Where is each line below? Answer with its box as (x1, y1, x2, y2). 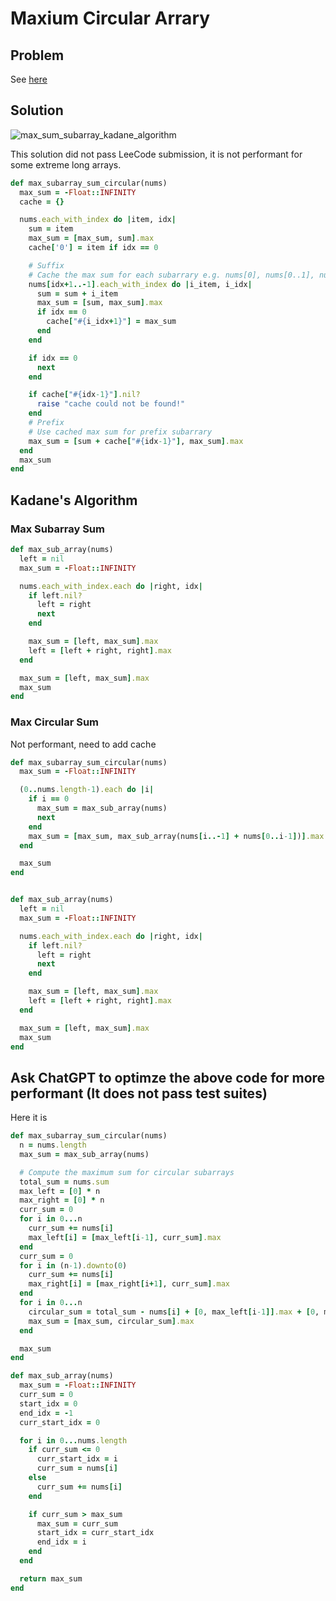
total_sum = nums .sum (19, 1177, 110, 1187)
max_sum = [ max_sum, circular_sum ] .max (28, 1316, 195, 1326)
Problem (10, 47, 65, 64)
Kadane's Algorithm (10, 492, 138, 509)
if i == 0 (28, 794, 70, 804)
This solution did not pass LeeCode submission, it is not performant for (10, 148, 303, 160)
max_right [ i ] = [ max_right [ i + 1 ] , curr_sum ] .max (28, 1279, 230, 1289)
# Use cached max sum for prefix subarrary (28, 427, 213, 437)
